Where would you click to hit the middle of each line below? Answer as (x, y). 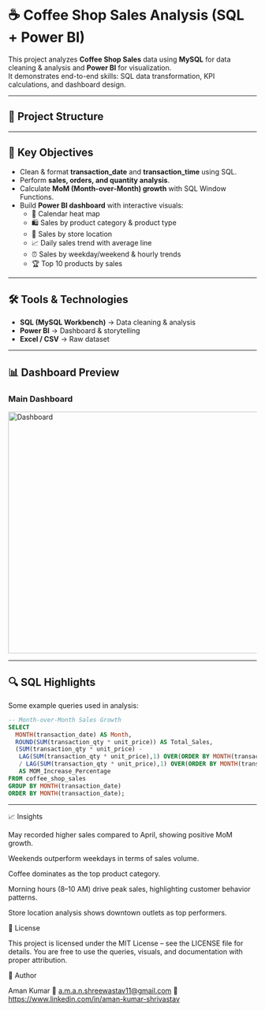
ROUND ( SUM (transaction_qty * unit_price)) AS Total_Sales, (114, 742)
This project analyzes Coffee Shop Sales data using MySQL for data (119, 59)
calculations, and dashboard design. (67, 84)
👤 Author (22, 975)
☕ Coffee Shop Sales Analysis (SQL (126, 15)
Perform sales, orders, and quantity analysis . (95, 180)
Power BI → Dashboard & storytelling (80, 331)
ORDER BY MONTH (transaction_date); (67, 793)
